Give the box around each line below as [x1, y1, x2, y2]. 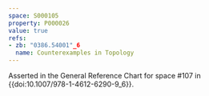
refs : [8, 34, 26, 42]
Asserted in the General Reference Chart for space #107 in [8, 71, 202, 80]
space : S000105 [8, 11, 59, 20]
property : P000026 [8, 19, 70, 27]
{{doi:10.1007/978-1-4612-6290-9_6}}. [8, 79, 135, 89]
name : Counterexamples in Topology [15, 49, 135, 57]
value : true [8, 26, 48, 34]
